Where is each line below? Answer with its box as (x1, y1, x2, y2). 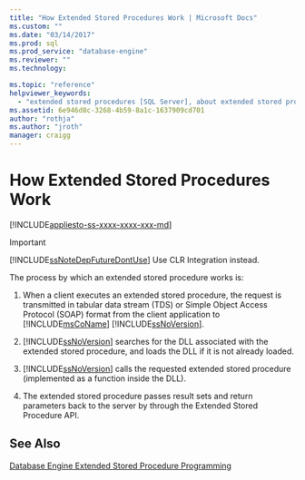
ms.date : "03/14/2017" (9, 30, 95, 39)
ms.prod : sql (9, 38, 59, 48)
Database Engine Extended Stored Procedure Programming (9, 460, 231, 471)
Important (9, 237, 46, 248)
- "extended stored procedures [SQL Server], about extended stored (17, 97, 282, 106)
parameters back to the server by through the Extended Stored (22, 400, 259, 411)
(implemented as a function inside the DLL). (22, 373, 186, 384)
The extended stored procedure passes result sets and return (22, 390, 253, 401)
